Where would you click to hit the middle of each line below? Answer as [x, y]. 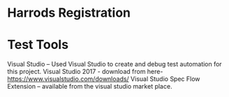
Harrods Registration [69, 13]
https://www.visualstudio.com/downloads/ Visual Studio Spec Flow [104, 79]
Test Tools [38, 45]
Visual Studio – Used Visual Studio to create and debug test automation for [114, 64]
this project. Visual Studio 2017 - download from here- [85, 72]
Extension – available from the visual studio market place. [90, 87]
